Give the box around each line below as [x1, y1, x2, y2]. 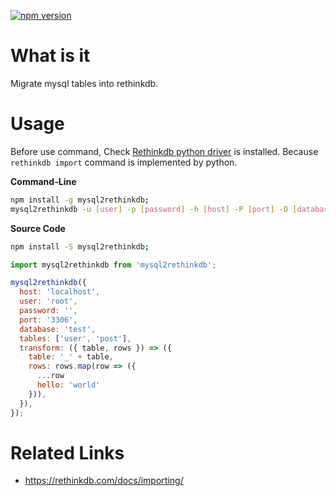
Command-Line [10, 175, 77, 187]
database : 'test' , [19, 324, 97, 334]
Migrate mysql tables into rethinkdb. [10, 77, 159, 89]
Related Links [10, 441, 125, 464]
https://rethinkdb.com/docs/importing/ [24, 475, 184, 487]
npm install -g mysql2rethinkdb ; [10, 195, 150, 205]
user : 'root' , [19, 296, 78, 307]
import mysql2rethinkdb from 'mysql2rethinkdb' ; [10, 260, 217, 270]
